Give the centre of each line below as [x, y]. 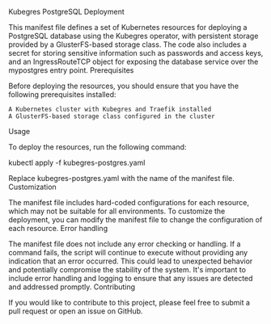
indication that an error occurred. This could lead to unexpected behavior [131, 261]
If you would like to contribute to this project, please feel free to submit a [129, 303]
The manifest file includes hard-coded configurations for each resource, [129, 202]
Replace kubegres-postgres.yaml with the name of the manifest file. [121, 178]
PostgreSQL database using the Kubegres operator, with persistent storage [133, 36]
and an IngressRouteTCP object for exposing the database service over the [133, 61]
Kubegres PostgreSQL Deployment [66, 12]
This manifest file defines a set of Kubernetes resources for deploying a [128, 27]
